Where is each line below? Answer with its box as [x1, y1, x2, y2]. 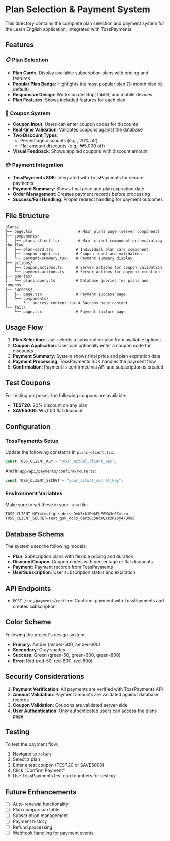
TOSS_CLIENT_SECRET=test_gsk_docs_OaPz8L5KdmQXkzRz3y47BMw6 [5, 516, 135, 521]
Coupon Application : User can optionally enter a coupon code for [12, 342, 151, 348]
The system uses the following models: [5, 543, 87, 549]
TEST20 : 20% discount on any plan [12, 402, 88, 408]
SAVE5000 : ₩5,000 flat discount [12, 407, 83, 413]
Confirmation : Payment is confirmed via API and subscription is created [12, 363, 164, 370]
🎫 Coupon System [5, 110, 51, 117]
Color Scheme [5, 618, 51, 626]
